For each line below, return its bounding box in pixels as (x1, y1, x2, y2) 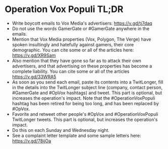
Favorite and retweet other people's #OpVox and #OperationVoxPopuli (12, 111, 158, 117)
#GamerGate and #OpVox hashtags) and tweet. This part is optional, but (12, 90, 162, 96)
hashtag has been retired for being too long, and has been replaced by (12, 100, 159, 106)
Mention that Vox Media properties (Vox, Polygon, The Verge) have (12, 36, 151, 42)
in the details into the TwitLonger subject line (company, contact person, (12, 84, 162, 90)
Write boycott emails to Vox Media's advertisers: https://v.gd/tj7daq (12, 20, 152, 26)
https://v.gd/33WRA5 (12, 73, 57, 80)
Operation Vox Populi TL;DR (5, 4, 124, 15)
